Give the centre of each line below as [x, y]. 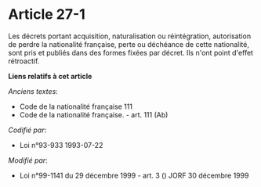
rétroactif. [24, 61]
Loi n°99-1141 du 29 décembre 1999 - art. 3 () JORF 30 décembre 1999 [134, 175]
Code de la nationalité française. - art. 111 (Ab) [94, 114]
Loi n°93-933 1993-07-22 [61, 145]
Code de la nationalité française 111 [76, 106]
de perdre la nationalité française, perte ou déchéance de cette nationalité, [129, 44]
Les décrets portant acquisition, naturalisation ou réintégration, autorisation [130, 36]
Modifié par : [28, 160]
